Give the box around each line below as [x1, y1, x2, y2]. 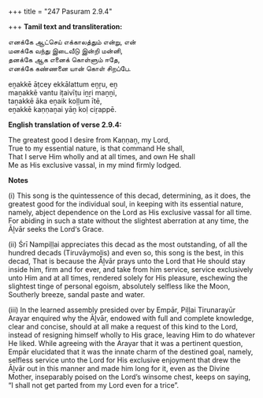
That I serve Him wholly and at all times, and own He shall [8, 152, 195, 161]
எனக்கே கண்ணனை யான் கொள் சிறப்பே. [8, 64, 131, 73]
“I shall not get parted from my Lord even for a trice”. [8, 381, 180, 389]
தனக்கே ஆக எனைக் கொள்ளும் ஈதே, [8, 55, 120, 64]
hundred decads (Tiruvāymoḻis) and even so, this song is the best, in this [8, 248, 244, 257]
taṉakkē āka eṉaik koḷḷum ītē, [8, 96, 102, 106]
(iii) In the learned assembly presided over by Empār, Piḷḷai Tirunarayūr [8, 305, 236, 314]
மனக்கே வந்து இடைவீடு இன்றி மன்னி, [8, 46, 124, 55]
